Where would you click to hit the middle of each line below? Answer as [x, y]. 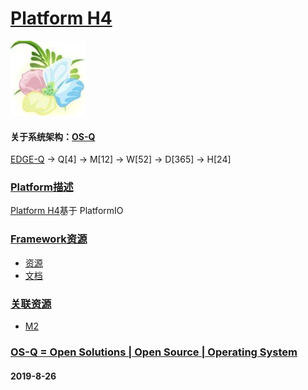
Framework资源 [49, 239]
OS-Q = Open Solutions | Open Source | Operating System [154, 352]
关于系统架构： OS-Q [53, 136]
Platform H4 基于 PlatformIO [67, 211]
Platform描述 [42, 187]
